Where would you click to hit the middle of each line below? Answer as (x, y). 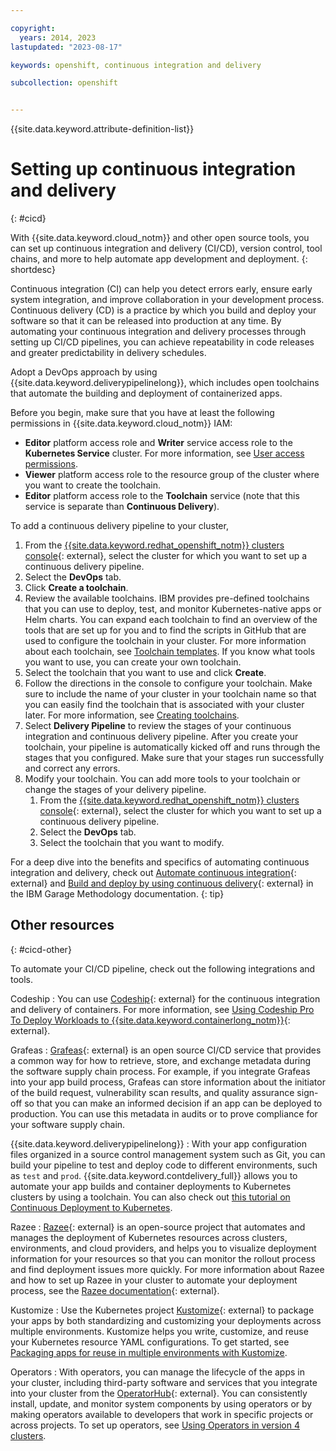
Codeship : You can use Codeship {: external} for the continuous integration (165, 998)
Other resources (62, 925)
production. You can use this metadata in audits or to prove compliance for (164, 1113)
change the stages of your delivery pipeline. (115, 790)
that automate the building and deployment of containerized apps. (146, 393)
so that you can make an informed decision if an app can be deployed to (173, 1103)
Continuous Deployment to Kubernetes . (91, 1207)
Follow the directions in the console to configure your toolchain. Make (168, 683)
